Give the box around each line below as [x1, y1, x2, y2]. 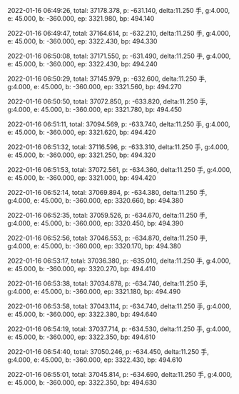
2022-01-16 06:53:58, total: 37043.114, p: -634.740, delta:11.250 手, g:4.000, [7, 302, 232, 310]
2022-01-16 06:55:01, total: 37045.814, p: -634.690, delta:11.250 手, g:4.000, [7, 370, 233, 378]
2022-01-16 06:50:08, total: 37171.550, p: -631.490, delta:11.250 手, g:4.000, [7, 52, 231, 60]
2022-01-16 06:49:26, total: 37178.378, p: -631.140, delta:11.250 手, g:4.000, [7, 6, 230, 14]
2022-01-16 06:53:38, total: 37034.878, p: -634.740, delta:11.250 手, [7, 279, 208, 288]
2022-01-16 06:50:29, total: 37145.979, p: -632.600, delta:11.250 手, [7, 74, 207, 83]
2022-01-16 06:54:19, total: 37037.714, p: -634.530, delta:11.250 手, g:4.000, [7, 325, 231, 333]
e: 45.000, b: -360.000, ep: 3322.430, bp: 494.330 [7, 37, 158, 45]
